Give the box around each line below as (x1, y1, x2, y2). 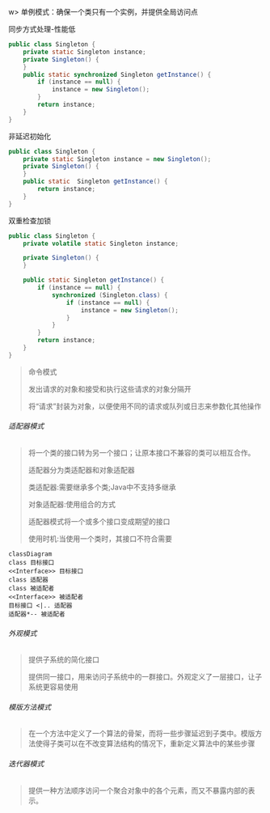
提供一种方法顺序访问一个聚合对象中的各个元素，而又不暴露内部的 (27, 785, 248, 795)
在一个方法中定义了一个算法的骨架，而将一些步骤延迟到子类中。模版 (27, 729, 255, 739)
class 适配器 (8, 575, 49, 584)
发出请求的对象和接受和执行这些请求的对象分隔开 (27, 383, 192, 394)
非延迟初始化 (8, 131, 51, 141)
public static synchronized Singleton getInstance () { (23, 70, 212, 78)
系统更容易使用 (27, 682, 78, 692)
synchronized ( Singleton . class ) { (51, 290, 168, 299)
